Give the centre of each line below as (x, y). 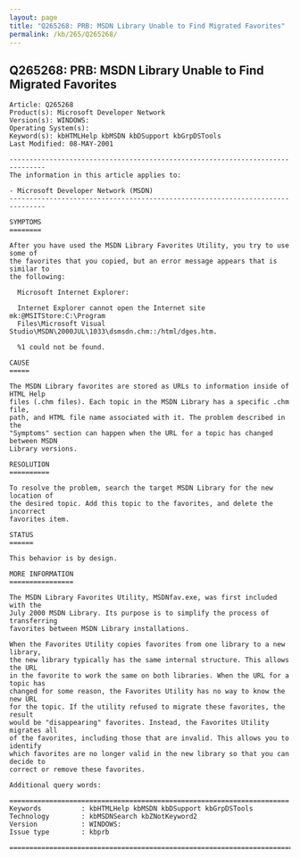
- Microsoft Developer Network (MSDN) (81, 191)
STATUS (21, 535)
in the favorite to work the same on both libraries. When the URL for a (150, 676)
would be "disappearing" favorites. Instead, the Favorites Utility (139, 723)
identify (25, 746)
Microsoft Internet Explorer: (73, 293)
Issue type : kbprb (59, 832)
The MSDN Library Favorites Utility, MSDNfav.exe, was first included (143, 598)
